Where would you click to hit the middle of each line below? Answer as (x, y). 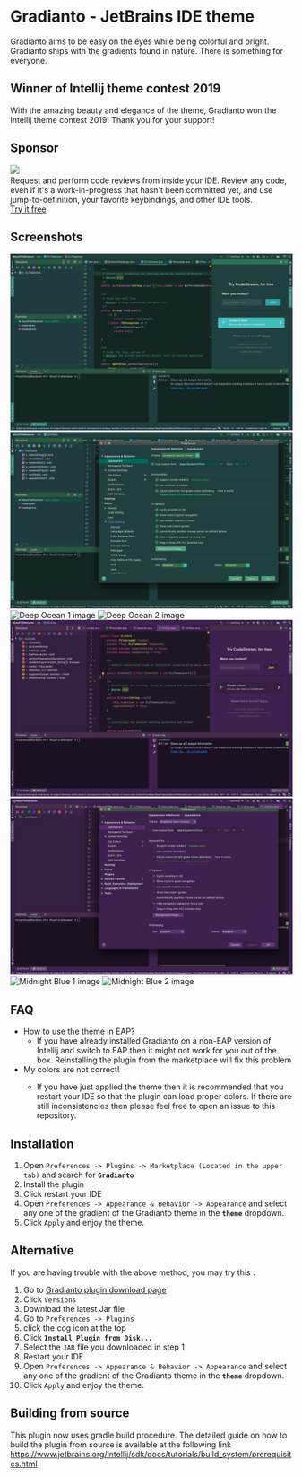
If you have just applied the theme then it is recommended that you (160, 1087)
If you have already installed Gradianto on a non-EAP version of (154, 1041)
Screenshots (47, 236)
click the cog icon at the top (74, 1328)
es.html (24, 1464)
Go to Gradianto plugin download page (95, 1289)
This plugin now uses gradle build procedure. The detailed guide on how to (149, 1435)
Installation (42, 1144)
